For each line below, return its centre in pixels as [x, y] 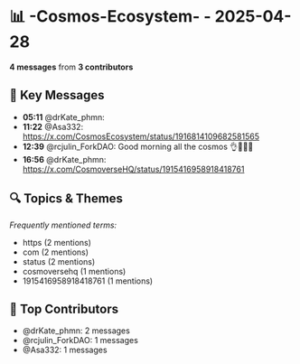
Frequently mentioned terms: [63, 225]
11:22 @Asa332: [53, 126]
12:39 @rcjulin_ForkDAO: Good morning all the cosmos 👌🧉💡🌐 [138, 146]
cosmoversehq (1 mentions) [74, 271]
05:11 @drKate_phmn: [64, 117]
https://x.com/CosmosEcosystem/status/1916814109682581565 [141, 136]
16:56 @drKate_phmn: [64, 159]
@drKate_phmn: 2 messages [76, 331]
